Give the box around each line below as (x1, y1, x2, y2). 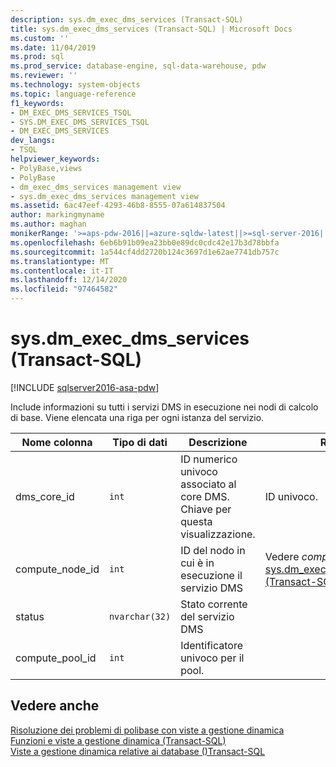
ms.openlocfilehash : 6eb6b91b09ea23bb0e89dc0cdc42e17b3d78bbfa (10, 237, 280, 248)
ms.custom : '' (10, 33, 70, 43)
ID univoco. (264, 489, 318, 503)
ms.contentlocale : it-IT (10, 266, 114, 276)
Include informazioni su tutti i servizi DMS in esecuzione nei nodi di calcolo (10, 401, 319, 413)
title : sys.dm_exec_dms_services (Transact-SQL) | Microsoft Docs (10, 24, 293, 34)
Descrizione (188, 435, 248, 449)
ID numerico (180, 452, 238, 466)
